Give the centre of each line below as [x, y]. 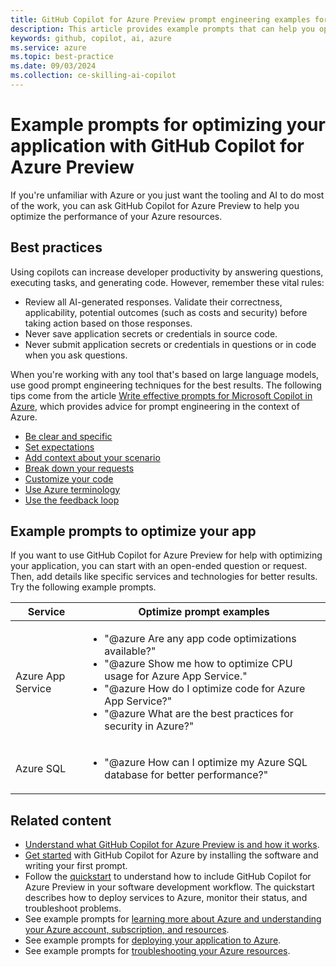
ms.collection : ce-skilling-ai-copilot [93, 76]
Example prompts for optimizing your [168, 125]
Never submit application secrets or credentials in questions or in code [170, 344]
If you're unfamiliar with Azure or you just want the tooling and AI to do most [167, 195]
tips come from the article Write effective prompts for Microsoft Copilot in [161, 395]
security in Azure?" [149, 726]
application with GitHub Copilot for [157, 146]
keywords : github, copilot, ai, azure [91, 38]
